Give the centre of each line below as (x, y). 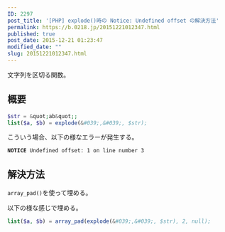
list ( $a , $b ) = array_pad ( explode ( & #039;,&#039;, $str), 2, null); (109, 221)
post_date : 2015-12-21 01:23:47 (55, 41)
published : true (31, 34)
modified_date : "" (34, 47)
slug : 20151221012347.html (47, 54)
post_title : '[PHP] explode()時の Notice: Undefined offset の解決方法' (113, 21)
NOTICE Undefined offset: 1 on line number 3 (76, 151)
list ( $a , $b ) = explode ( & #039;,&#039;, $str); (77, 123)
